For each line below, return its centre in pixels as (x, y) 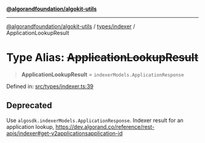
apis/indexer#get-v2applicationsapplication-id (65, 133)
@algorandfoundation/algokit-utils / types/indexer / (71, 26)
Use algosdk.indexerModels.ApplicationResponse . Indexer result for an (95, 120)
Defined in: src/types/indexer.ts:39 (50, 86)
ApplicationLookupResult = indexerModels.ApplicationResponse (103, 74)
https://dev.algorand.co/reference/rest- (105, 127)
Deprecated (29, 105)
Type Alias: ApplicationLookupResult (103, 58)
